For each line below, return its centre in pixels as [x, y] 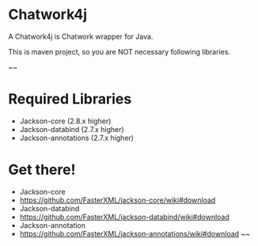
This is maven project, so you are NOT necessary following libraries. [120, 51]
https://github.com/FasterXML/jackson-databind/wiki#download [124, 217]
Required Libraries [70, 99]
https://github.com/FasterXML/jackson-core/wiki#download [118, 200]
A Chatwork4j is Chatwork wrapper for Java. [81, 36]
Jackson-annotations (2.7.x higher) [77, 138]
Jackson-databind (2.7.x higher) [72, 129]
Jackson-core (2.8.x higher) [65, 121]
